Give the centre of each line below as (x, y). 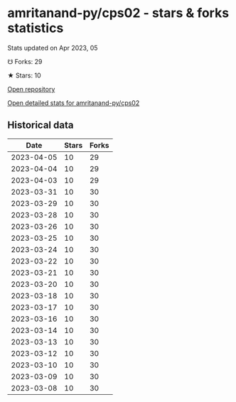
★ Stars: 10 (24, 75)
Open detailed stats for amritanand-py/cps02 (74, 103)
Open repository (31, 89)
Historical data (41, 125)
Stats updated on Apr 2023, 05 (53, 48)
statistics (36, 28)
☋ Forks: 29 (25, 61)
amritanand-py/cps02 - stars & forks (118, 13)
